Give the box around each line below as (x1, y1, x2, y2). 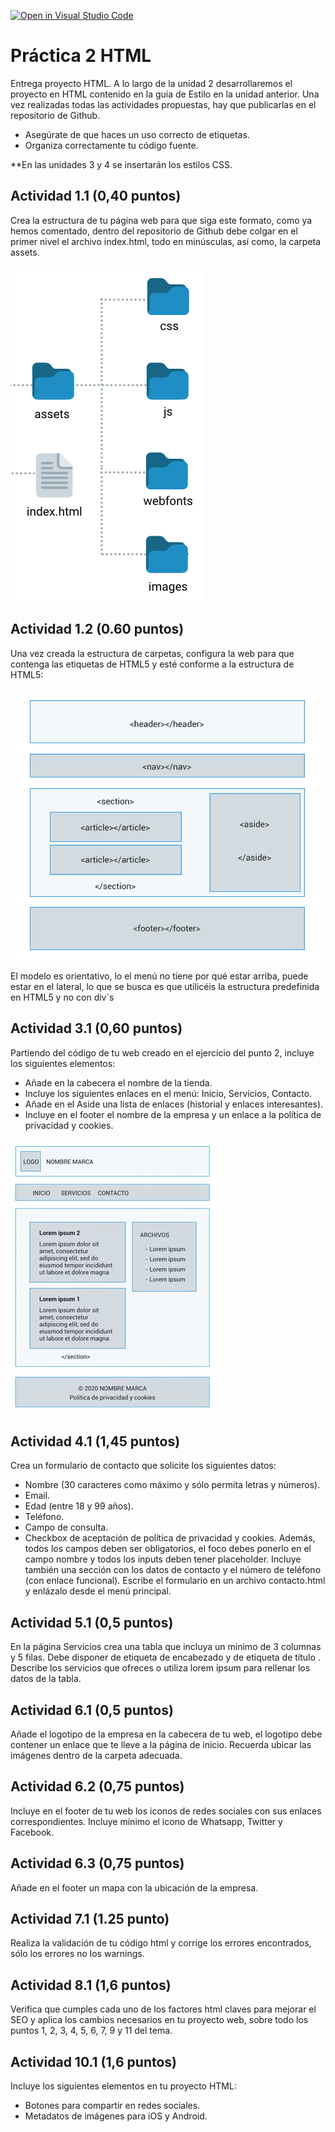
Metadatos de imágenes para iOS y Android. (24, 2110, 208, 2122)
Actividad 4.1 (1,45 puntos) (10, 1433, 181, 1450)
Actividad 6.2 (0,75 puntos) (10, 1778, 185, 1795)
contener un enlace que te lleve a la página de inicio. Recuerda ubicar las (10, 1738, 312, 1750)
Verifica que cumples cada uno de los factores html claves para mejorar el (10, 2003, 317, 2015)
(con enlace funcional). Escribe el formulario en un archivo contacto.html (24, 1575, 326, 1587)
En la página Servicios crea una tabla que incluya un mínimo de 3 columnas (10, 1641, 322, 1653)
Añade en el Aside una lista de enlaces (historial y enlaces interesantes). (24, 1098, 324, 1110)
